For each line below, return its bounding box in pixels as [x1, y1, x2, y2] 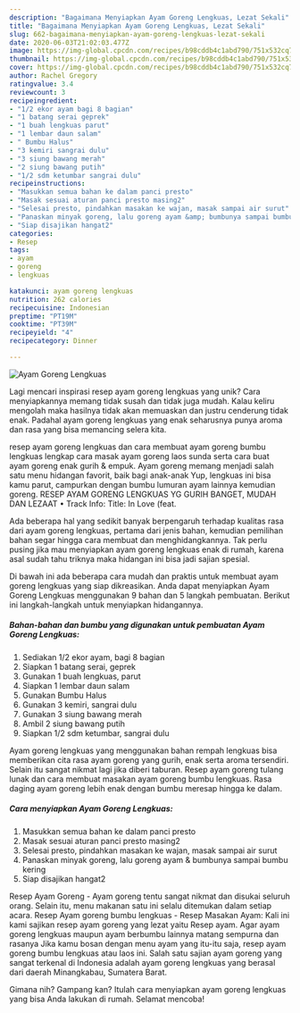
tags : [9, 246, 29, 255]
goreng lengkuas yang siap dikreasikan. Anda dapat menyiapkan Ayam [9, 580, 270, 590]
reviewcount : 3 [9, 88, 66, 96]
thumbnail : [9, 54, 50, 63]
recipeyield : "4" [9, 328, 74, 338]
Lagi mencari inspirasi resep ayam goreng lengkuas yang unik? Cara [9, 386, 261, 397]
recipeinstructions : [9, 180, 87, 188]
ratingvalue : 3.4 [9, 80, 74, 88]
